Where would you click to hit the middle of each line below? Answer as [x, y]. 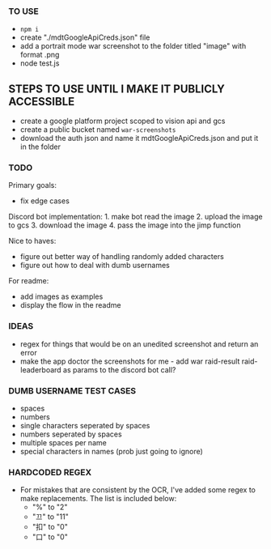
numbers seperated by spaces [71, 434]
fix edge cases [45, 201]
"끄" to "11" [50, 517]
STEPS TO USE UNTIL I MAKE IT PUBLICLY [116, 89]
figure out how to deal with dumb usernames [95, 266]
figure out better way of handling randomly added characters [122, 257]
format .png [40, 55]
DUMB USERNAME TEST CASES [72, 390]
